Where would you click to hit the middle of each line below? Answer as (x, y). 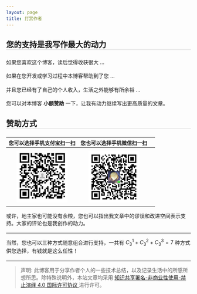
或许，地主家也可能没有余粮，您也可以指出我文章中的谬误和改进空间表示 (93, 216)
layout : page (22, 12)
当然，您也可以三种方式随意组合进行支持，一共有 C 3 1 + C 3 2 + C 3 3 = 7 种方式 (98, 243)
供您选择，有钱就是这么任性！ (42, 251)
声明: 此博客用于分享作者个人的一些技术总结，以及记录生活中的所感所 (104, 270)
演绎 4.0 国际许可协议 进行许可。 (65, 285)
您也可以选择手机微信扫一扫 (114, 143)
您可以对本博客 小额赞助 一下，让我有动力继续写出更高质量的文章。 (87, 103)
